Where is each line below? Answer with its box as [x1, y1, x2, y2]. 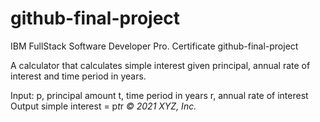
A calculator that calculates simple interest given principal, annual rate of [10, 59, 311, 71]
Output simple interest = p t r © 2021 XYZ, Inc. [10, 100, 197, 112]
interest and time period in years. [10, 70, 147, 82]
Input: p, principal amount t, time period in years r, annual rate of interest [10, 89, 309, 101]
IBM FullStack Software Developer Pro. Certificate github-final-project [10, 40, 299, 52]
